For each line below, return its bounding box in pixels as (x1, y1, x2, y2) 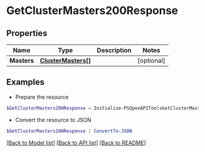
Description (96, 46, 132, 54)
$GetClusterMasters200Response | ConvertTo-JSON (6, 128, 132, 134)
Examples (6, 77, 45, 87)
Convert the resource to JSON (15, 116, 92, 123)
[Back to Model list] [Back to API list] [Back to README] (6, 139, 146, 147)
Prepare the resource (15, 93, 69, 101)
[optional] (137, 56, 166, 65)
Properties (6, 28, 48, 38)
